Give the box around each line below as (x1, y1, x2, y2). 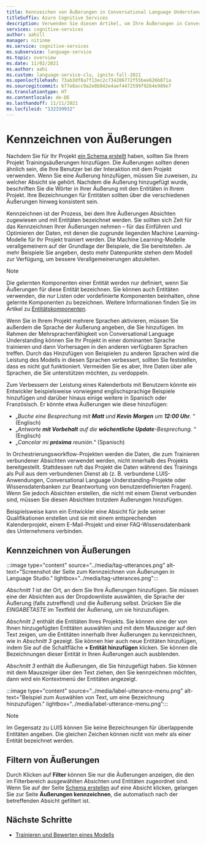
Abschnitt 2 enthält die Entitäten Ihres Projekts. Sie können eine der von (6, 618, 188, 625)
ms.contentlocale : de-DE (6, 94, 70, 101)
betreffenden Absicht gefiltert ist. (6, 797, 91, 805)
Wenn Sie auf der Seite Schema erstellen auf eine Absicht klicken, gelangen (6, 784, 198, 791)
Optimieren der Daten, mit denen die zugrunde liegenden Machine (6, 229, 174, 237)
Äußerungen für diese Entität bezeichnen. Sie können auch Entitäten (6, 286, 179, 293)
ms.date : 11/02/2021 (6, 60, 59, 66)
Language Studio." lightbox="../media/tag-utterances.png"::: (6, 574, 159, 582)
